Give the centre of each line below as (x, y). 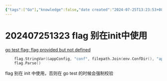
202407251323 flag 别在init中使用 (76, 36)
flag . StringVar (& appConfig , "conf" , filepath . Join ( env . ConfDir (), (84, 59)
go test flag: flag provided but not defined (48, 49)
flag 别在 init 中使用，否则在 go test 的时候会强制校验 (59, 73)
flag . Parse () (28, 63)
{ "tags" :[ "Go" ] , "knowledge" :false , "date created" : (59, 10)
